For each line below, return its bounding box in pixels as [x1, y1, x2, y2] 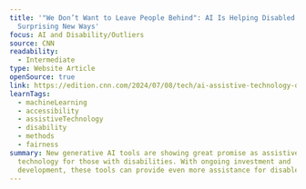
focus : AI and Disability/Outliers [9, 30, 145, 39]
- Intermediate [17, 55, 76, 65]
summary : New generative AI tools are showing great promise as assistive [9, 148, 300, 157]
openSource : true [9, 73, 76, 82]
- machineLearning [17, 97, 88, 107]
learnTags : [9, 89, 51, 98]
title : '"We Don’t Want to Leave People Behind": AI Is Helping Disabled [9, 13, 296, 23]
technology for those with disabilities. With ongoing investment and [17, 156, 291, 166]
